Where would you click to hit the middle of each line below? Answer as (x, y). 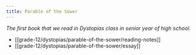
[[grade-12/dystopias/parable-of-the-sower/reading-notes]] (88, 39)
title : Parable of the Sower (42, 11)
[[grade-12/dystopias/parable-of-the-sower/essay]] (77, 46)
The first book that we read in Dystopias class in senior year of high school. (98, 28)
